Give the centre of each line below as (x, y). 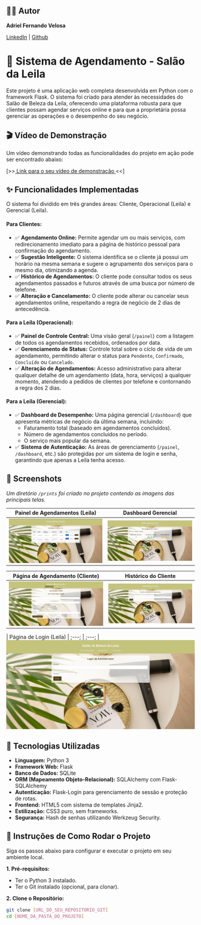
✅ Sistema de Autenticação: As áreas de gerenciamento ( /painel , (97, 447)
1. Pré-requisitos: (28, 869)
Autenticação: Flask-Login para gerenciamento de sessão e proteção (101, 792)
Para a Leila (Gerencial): (36, 401)
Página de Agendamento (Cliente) (56, 576)
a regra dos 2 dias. (38, 388)
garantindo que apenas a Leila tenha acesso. (70, 460)
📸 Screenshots (34, 479)
